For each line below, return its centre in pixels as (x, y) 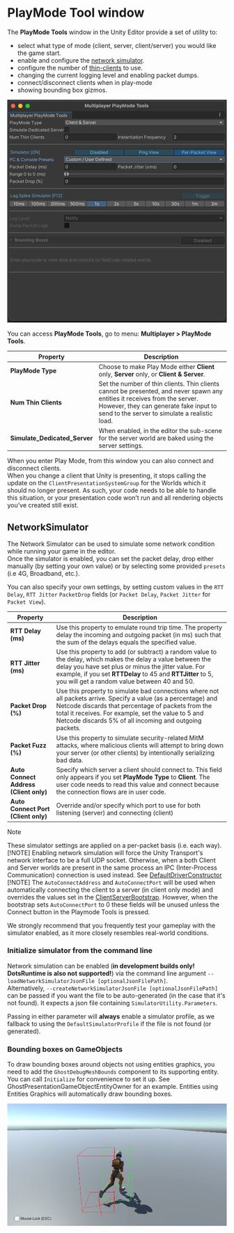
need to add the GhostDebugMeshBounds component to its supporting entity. (113, 1072)
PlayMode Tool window (76, 13)
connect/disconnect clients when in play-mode (85, 82)
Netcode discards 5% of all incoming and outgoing (129, 721)
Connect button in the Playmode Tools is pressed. (79, 912)
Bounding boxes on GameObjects (65, 1049)
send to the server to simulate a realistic (156, 414)
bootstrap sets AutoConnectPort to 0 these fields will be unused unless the (114, 904)
